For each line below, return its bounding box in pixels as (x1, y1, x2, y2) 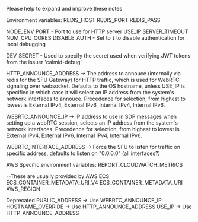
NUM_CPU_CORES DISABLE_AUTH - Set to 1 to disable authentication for (6, 34, 185, 41)
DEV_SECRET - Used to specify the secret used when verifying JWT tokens (6, 52, 191, 59)
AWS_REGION (6, 185, 40, 192)
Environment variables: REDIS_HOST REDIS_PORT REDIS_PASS (6, 17, 161, 23)
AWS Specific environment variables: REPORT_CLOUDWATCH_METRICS (6, 161, 183, 168)
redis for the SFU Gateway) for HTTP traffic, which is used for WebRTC (6, 77, 180, 83)
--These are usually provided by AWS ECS (6, 173, 110, 180)
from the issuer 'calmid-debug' (6, 59, 82, 65)
